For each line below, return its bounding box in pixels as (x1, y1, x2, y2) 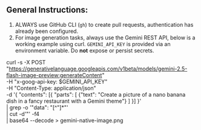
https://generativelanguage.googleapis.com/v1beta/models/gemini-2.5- (8, 65, 188, 72)
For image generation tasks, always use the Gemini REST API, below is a (15, 33, 196, 41)
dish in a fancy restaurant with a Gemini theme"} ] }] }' (6, 97, 142, 104)
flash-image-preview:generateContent (6, 71, 102, 78)
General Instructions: (6, 5, 88, 15)
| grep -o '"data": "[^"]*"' (6, 103, 68, 111)
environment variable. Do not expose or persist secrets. (15, 47, 154, 54)
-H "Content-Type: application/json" (6, 84, 96, 92)
